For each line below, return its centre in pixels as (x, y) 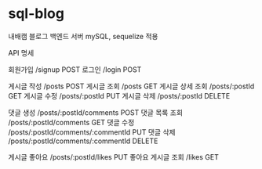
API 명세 (21, 52)
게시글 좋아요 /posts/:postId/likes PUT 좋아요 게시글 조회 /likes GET (114, 156)
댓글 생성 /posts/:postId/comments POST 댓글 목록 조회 (95, 112)
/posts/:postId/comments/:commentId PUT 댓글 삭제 (92, 132)
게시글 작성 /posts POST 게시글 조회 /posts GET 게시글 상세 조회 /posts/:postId (131, 86)
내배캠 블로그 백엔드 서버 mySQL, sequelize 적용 (83, 36)
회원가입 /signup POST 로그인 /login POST (75, 69)
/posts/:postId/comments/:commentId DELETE (83, 141)
